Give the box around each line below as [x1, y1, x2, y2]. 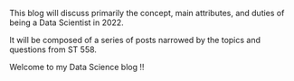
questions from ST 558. [9, 44, 98, 55]
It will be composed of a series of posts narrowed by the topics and [9, 35, 261, 45]
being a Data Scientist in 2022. [9, 17, 124, 28]
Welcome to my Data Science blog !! [9, 62, 145, 72]
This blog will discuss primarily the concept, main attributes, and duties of [9, 8, 285, 18]
